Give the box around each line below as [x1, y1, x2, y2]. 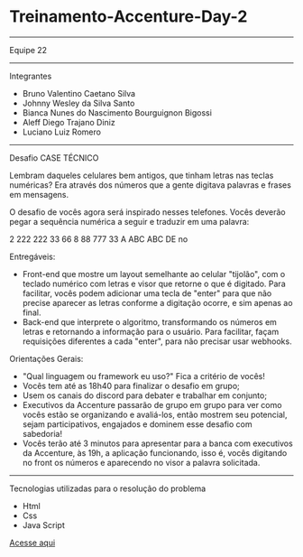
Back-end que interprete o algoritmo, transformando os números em [22, 316, 278, 327]
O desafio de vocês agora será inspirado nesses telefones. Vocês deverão [9, 206, 286, 218]
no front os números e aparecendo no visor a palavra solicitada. [22, 457, 261, 468]
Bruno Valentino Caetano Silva [22, 88, 136, 98]
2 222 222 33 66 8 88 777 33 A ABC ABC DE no [9, 233, 188, 245]
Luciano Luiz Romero [22, 126, 102, 137]
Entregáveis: [9, 251, 56, 262]
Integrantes [9, 70, 52, 81]
